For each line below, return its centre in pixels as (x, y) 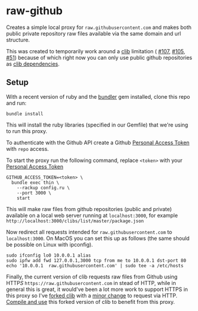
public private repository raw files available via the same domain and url (94, 33)
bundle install (25, 114)
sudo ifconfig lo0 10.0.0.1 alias (49, 255)
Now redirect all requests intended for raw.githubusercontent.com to (89, 232)
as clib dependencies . (33, 64)
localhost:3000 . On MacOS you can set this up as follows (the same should (98, 238)
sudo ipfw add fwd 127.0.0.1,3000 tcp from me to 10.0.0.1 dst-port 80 (96, 260)
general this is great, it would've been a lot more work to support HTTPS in (97, 289)
